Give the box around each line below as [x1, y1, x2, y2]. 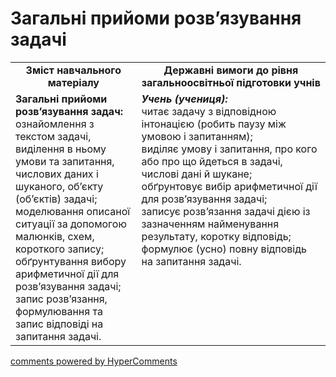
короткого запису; [15, 242, 105, 256]
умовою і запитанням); [141, 129, 253, 143]
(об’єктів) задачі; [15, 192, 98, 206]
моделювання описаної [15, 204, 131, 218]
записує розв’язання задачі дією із [141, 204, 311, 218]
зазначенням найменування [141, 217, 280, 231]
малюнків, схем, [15, 229, 95, 243]
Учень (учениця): [141, 92, 228, 106]
